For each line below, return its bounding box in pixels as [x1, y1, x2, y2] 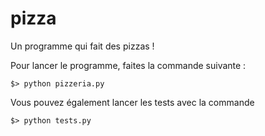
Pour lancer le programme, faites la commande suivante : [10, 59, 247, 71]
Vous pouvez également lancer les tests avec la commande [10, 96, 255, 108]
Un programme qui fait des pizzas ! [10, 40, 155, 52]
